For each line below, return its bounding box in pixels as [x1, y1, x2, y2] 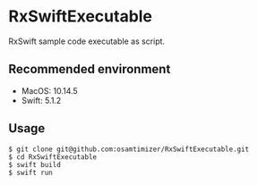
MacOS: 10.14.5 [21, 85, 78, 96]
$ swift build [8, 160, 62, 169]
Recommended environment [8, 62, 171, 77]
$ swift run [8, 168, 53, 177]
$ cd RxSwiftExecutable [8, 152, 98, 162]
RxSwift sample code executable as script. [8, 36, 166, 46]
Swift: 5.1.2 [21, 95, 62, 105]
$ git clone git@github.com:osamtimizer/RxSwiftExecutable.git [8, 145, 250, 154]
